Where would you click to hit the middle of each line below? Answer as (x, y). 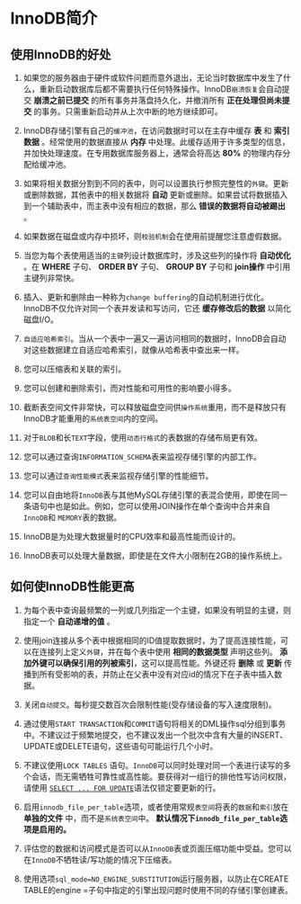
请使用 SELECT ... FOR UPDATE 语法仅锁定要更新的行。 (122, 787)
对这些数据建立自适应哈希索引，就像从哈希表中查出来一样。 (133, 350)
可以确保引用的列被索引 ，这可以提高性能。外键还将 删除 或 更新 (164, 663)
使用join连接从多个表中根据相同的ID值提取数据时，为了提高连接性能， (152, 640)
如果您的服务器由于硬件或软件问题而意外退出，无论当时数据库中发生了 (153, 78)
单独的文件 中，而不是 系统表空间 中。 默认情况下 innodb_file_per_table (151, 818)
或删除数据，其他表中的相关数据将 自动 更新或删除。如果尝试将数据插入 (155, 195)
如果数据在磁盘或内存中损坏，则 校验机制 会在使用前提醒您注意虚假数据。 (155, 236)
